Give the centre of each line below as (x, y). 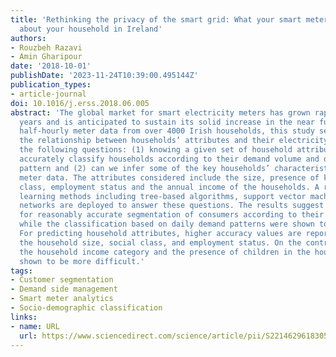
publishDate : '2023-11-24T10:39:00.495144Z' (104, 76)
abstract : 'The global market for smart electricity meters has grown (160, 112)
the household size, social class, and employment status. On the (160, 242)
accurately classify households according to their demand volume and (169, 159)
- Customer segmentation (62, 280)
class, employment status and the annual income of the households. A (169, 187)
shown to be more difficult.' (82, 261)
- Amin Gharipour (46, 57)
